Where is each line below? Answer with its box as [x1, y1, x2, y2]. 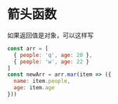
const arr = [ [7, 45, 49, 52]
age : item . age [13, 84, 55, 91]
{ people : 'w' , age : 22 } [13, 58, 90, 65]
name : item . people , [13, 78, 71, 85]
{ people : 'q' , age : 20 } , [13, 51, 93, 58]
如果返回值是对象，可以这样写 [7, 31, 93, 39]
